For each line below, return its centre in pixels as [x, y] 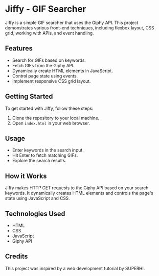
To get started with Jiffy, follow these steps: [49, 108]
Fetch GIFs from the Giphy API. [43, 65]
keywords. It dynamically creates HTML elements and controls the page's [79, 193]
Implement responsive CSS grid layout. [51, 81]
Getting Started [29, 97]
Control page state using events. [45, 76]
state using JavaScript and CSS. [37, 198]
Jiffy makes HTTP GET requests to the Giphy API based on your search [77, 188]
